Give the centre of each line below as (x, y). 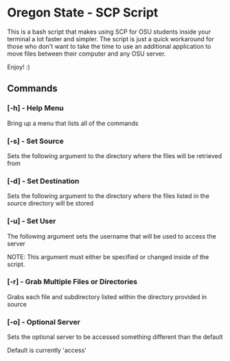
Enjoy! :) (19, 67)
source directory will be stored (50, 204)
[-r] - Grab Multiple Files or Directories (72, 282)
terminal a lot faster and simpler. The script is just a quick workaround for (111, 39)
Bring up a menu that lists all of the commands (73, 123)
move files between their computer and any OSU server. (87, 54)
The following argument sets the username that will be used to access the (112, 236)
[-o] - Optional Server (44, 322)
